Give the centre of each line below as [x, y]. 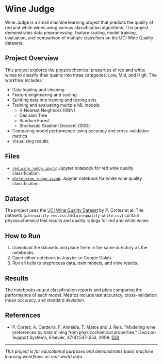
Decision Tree [33, 115]
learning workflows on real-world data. [44, 356]
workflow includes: [24, 80]
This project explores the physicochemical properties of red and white [75, 70]
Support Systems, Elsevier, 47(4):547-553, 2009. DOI [65, 337]
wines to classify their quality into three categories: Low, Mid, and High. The [81, 75]
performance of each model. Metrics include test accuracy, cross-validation [81, 295]
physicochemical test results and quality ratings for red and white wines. [78, 221]
